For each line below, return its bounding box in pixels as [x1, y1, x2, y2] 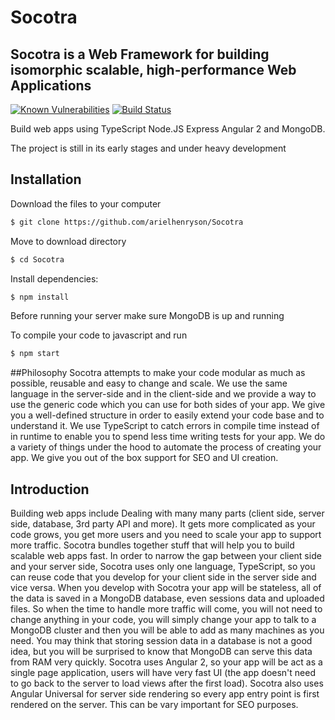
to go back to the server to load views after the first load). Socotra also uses [10, 677, 324, 690]
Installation [10, 171, 82, 188]
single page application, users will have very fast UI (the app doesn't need [10, 667, 316, 679]
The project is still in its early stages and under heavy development [10, 142, 287, 154]
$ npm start [10, 349, 60, 359]
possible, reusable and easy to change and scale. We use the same [10, 377, 288, 390]
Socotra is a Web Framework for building [10, 46, 270, 63]
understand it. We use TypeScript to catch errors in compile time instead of [10, 420, 320, 432]
